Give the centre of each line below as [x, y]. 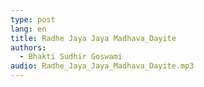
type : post [33, 19]
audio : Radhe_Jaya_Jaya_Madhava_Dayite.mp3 [102, 66]
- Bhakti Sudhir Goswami [71, 57]
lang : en [28, 29]
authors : [28, 47]
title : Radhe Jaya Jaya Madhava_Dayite [93, 38]
